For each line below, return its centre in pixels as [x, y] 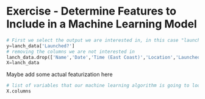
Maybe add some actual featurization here [59, 75]
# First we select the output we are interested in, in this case [92, 40]
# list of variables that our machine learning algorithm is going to [98, 86]
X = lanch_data [23, 63]
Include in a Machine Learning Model [102, 24]
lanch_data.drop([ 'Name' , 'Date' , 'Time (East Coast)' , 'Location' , [91, 57]
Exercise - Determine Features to [92, 11]
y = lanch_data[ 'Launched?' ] [41, 46]
